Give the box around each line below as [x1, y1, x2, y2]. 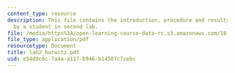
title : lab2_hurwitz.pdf [7, 49, 80, 56]
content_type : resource [7, 10, 77, 17]
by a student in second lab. [13, 23, 99, 30]
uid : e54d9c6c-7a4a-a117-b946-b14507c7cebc [7, 56, 136, 63]
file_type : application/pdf [7, 36, 90, 43]
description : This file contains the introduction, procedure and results [7, 17, 230, 24]
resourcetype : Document [7, 42, 77, 49]
